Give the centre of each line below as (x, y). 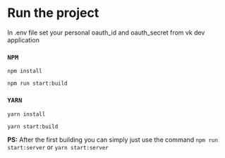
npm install (25, 71)
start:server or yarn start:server (58, 147)
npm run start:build (38, 84)
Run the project (53, 13)
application (24, 39)
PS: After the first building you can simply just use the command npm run (113, 140)
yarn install (26, 114)
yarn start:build (33, 126)
